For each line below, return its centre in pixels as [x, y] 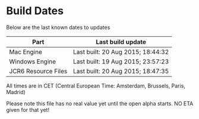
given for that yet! [28, 110]
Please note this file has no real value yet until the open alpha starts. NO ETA [100, 103]
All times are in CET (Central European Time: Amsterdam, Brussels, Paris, [96, 86]
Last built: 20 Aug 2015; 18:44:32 [121, 52]
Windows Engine [33, 62]
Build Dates [35, 11]
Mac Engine [26, 52]
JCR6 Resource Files [38, 71]
